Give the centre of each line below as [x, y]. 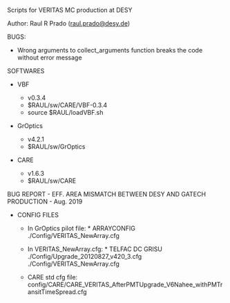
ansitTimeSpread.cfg [57, 292]
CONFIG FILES [38, 215]
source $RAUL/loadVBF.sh [65, 112]
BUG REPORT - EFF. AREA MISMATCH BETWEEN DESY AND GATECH [106, 194]
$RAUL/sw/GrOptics [56, 147]
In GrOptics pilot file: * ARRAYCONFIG [82, 228]
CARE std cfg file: [52, 277]
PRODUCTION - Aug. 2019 [45, 201]
